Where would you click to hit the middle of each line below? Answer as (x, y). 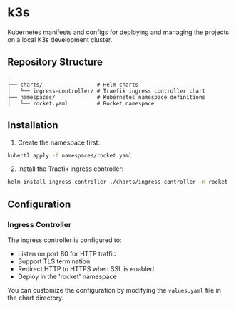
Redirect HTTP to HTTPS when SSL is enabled (86, 269)
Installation (33, 125)
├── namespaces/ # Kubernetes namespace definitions (106, 97)
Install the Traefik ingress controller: (71, 169)
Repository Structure (55, 62)
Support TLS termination (54, 261)
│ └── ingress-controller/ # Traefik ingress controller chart (106, 91)
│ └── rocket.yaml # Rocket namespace (81, 103)
